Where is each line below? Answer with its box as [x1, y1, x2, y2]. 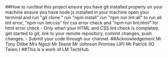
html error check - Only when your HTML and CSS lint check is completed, [5, 25, 159, 31]
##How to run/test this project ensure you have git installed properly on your [5, 4, 163, 9]
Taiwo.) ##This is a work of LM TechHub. [5, 46, 90, 52]
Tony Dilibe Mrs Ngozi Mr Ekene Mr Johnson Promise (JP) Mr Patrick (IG [5, 41, 155, 47]
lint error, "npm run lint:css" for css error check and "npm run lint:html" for [5, 20, 158, 25]
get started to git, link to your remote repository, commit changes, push [5, 30, 152, 36]
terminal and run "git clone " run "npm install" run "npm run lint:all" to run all [5, 14, 162, 20]
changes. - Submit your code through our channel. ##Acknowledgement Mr [5, 36, 161, 41]
